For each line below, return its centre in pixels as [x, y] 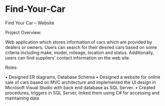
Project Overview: [24, 32]
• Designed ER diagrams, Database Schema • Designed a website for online [83, 77]
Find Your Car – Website [30, 23]
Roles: [12, 67]
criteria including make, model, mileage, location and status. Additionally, [80, 53]
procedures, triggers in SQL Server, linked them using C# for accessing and [82, 93]
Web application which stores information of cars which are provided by [79, 42]
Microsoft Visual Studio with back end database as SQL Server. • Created [80, 87]
